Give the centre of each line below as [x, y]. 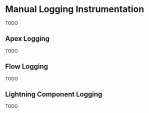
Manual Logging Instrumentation [75, 9]
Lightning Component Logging [54, 94]
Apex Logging [27, 39]
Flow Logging [27, 67]
